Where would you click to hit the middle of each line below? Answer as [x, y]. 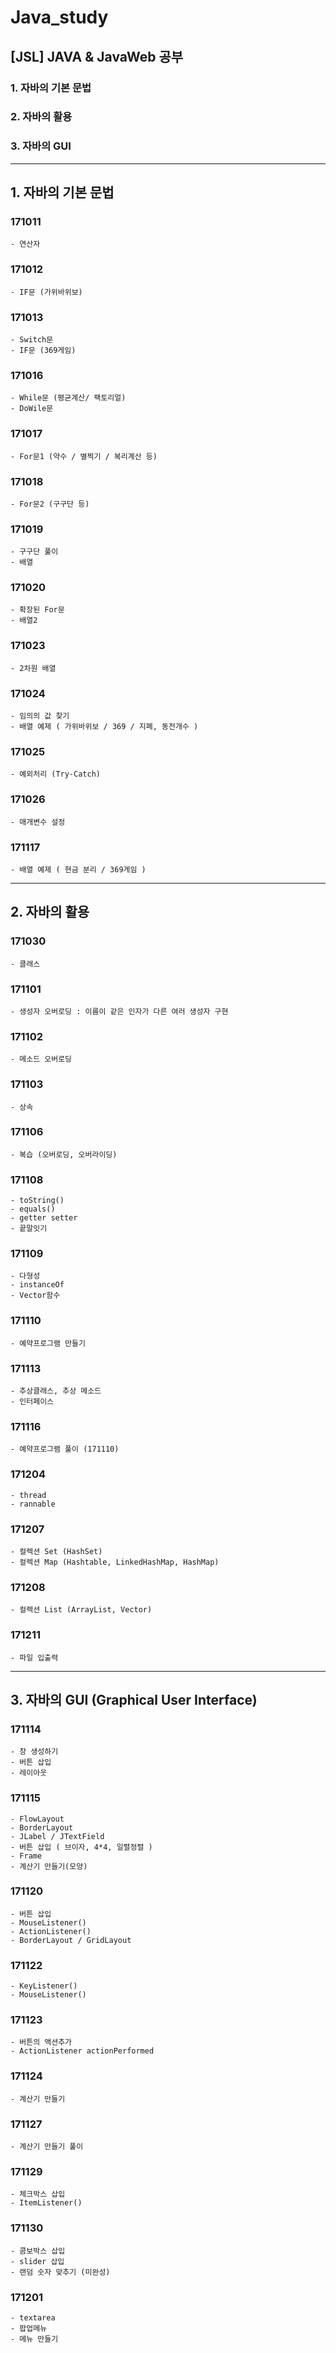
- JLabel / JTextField [57, 1836]
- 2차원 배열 [33, 668]
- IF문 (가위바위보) [46, 292]
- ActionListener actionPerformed [82, 2051]
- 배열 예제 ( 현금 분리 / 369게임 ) [78, 869]
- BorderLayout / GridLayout [71, 1940]
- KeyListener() [44, 1986]
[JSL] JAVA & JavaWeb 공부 [97, 56]
